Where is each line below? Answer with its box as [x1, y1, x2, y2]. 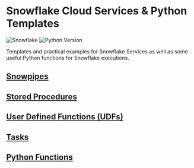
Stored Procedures [6, 91, 77, 102]
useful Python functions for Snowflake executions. [6, 54, 129, 61]
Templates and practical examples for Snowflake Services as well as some [6, 47, 189, 55]
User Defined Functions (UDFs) [6, 112, 123, 122]
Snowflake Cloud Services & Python [6, 4, 187, 18]
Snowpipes [6, 71, 49, 81]
